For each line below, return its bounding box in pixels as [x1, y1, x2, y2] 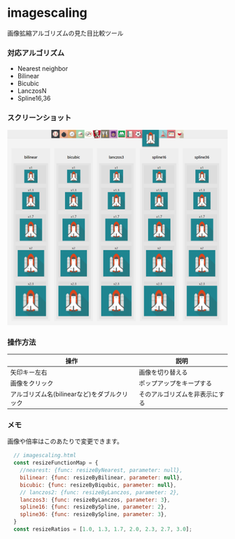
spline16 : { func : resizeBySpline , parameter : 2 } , [20, 503, 168, 511]
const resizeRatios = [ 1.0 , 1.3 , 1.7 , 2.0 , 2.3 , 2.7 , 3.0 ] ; [13, 526, 192, 533]
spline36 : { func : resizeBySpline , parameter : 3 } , [20, 511, 168, 518]
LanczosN [17, 87, 47, 95]
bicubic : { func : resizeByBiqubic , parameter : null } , [20, 481, 177, 489]
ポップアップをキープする [138, 379, 213, 387]
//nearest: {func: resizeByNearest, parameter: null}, [20, 467, 183, 474]
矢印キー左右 [10, 368, 48, 376]
